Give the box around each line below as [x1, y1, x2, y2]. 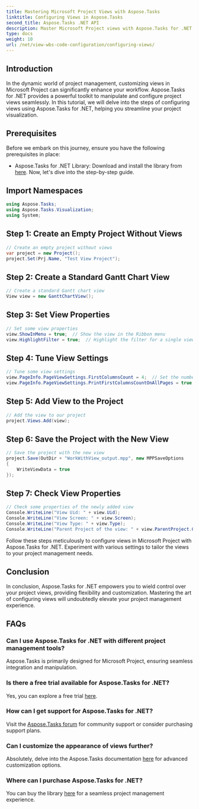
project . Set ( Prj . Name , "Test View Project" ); [6, 256, 120, 262]
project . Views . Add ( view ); [6, 417, 70, 424]
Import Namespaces [6, 185, 83, 196]
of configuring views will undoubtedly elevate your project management [6, 595, 182, 602]
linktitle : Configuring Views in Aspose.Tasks [6, 14, 123, 20]
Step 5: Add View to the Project [6, 396, 124, 407]
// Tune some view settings [6, 369, 76, 375]
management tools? [6, 644, 65, 652]
